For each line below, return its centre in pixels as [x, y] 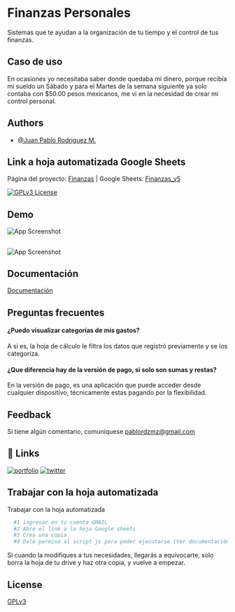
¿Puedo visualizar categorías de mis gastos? [73, 330]
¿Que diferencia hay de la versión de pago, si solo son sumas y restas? [112, 369]
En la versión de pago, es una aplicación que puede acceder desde [104, 385]
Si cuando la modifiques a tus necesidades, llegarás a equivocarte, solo [111, 555]
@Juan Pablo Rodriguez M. [57, 140]
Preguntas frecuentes [56, 312]
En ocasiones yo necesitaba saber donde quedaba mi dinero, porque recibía [117, 79]
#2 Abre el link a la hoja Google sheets [75, 529]
